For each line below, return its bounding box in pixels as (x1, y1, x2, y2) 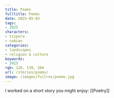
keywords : (5, 56, 25, 61)
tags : (5, 20, 16, 26)
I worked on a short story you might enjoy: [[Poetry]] (5, 87, 110, 93)
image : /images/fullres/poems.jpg (5, 74, 75, 79)
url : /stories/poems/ (5, 70, 49, 75)
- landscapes (5, 47, 31, 52)
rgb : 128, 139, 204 (5, 66, 44, 70)
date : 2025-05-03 (5, 16, 40, 21)
